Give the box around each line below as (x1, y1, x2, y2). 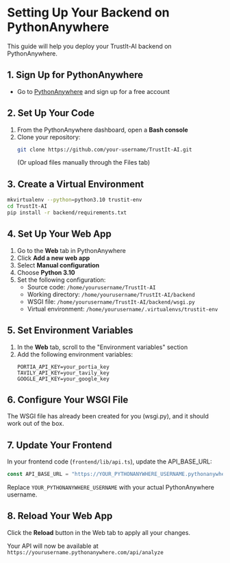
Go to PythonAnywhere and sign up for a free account (16, 87, 170, 95)
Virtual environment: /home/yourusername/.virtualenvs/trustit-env (27, 304, 218, 313)
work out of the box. (7, 420, 64, 428)
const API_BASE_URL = (7, 471, 69, 478)
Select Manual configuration (16, 261, 100, 269)
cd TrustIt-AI (7, 203, 48, 210)
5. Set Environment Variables (7, 324, 133, 337)
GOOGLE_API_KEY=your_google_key (16, 375, 110, 382)
